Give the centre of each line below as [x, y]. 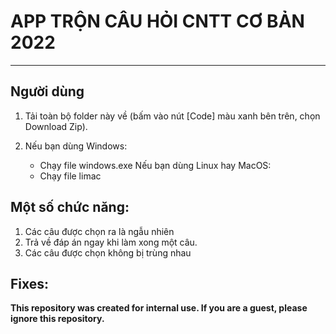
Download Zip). [56, 126]
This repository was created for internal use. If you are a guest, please [159, 308]
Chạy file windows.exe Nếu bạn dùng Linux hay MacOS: [155, 165]
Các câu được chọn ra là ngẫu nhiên [99, 231]
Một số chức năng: [70, 207]
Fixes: [30, 283]
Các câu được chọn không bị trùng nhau [108, 252]
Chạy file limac [70, 176]
